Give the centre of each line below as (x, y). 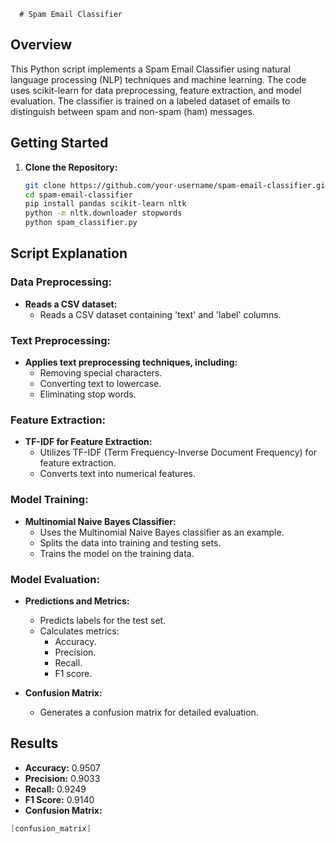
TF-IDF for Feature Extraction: (88, 442)
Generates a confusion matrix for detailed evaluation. (149, 712)
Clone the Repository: (71, 167)
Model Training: (49, 500)
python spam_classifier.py (81, 223)
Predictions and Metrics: (77, 601)
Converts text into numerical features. (117, 474)
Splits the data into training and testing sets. (130, 542)
